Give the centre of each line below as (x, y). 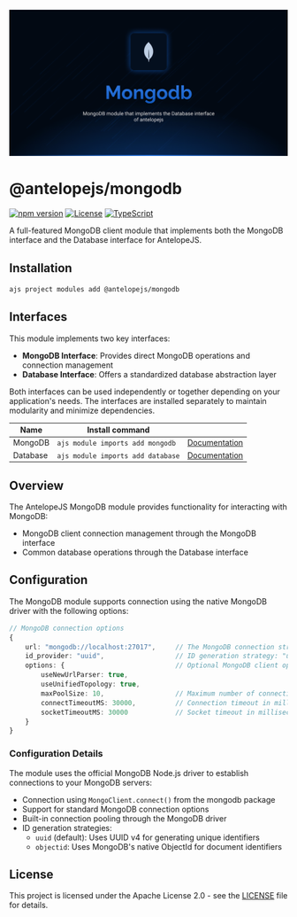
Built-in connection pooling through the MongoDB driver (124, 818)
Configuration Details (56, 754)
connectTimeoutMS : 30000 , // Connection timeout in (156, 703)
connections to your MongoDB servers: (81, 782)
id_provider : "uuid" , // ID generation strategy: (152, 657)
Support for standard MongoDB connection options (115, 809)
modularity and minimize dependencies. (82, 410)
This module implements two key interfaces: (90, 338)
